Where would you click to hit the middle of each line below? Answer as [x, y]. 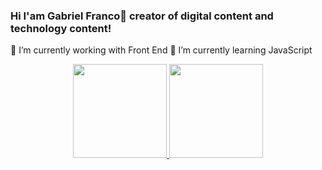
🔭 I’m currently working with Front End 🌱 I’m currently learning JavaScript [161, 50]
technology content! [61, 28]
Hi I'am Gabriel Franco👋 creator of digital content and [142, 16]
